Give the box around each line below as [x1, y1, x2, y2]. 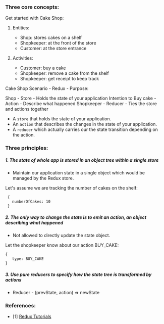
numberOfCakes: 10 [12, 199, 51, 204]
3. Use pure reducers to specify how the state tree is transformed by [5, 271, 152, 277]
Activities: [12, 55, 34, 61]
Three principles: [5, 145, 48, 152]
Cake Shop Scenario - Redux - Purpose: [5, 85, 89, 91]
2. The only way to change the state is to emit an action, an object [5, 214, 147, 220]
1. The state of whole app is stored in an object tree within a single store [5, 157, 159, 163]
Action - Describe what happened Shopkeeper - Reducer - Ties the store [5, 101, 157, 107]
